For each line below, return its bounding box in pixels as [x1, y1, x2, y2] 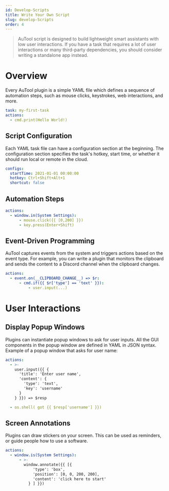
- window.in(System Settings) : [10, 213, 77, 218]
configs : [5, 166, 24, 171]
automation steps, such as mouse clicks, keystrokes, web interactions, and [5, 93, 163, 99]
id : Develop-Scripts [5, 7, 50, 13]
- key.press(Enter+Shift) [18, 222, 74, 228]
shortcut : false [10, 180, 45, 186]
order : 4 [5, 22, 24, 27]
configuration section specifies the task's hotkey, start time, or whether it [5, 151, 160, 157]
